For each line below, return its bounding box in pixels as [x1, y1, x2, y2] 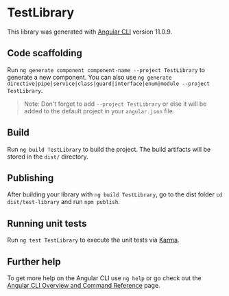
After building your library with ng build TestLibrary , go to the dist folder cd [7, 190, 223, 198]
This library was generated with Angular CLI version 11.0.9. [7, 27, 173, 36]
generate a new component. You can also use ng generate [7, 73, 172, 81]
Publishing [7, 172, 54, 183]
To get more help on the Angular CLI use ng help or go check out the [7, 274, 202, 282]
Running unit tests [7, 218, 87, 229]
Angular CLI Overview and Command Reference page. [7, 282, 160, 289]
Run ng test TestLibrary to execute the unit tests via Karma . [7, 236, 180, 244]
